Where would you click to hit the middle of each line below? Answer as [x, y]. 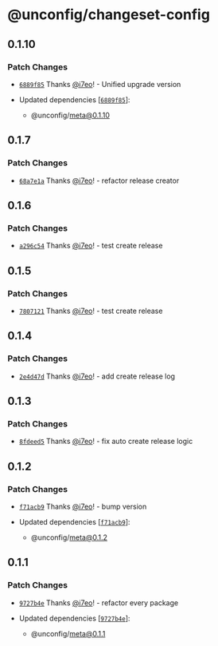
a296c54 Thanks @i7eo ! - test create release [91, 246]
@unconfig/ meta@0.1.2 [69, 537]
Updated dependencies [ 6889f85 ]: [74, 99]
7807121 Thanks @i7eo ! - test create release [91, 311]
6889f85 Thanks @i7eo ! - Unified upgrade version [100, 84]
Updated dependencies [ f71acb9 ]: [74, 522]
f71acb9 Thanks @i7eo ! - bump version [83, 506]
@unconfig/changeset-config [109, 15]
